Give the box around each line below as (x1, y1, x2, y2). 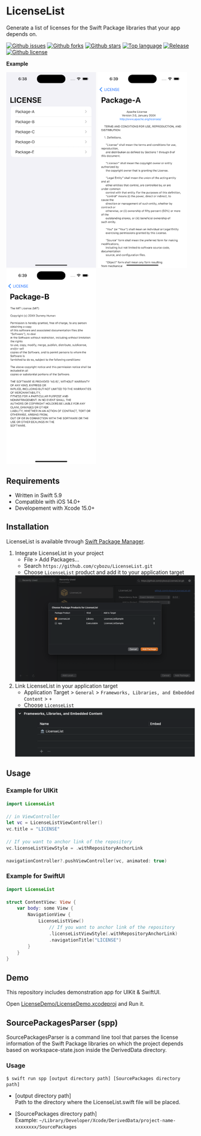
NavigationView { (28, 911, 71, 918)
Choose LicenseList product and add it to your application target (23, 569, 184, 576)
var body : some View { (17, 905, 74, 911)
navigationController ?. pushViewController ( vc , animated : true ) (6, 857, 167, 864)
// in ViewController (6, 814, 60, 820)
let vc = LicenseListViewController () (6, 820, 103, 826)
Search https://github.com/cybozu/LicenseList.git (23, 562, 153, 569)
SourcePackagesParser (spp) (6, 1018, 118, 1028)
